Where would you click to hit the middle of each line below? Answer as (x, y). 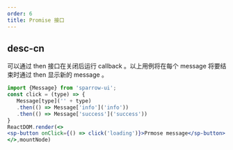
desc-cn (26, 48)
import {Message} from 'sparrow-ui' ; (62, 88)
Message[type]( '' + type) (54, 101)
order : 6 (20, 14)
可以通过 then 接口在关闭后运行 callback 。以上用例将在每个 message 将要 (114, 66)
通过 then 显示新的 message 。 (63, 75)
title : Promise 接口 (36, 20)
